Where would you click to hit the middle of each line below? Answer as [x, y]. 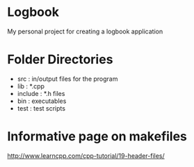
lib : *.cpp [31, 86]
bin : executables [42, 101]
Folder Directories [60, 59]
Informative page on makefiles [97, 137]
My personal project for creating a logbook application [85, 31]
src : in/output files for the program [67, 79]
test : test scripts [41, 108]
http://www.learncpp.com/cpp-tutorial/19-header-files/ [86, 156]
